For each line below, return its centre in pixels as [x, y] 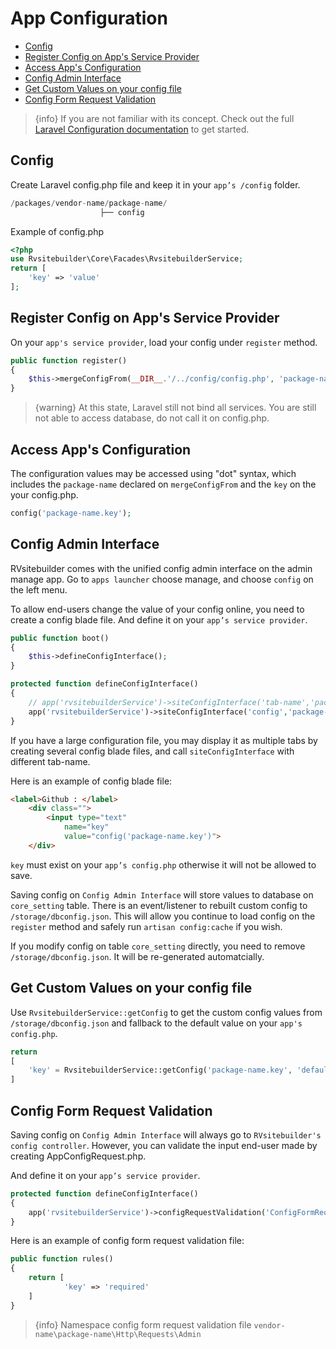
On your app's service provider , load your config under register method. [164, 342]
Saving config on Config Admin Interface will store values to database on [162, 894]
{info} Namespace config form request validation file [143, 1324]
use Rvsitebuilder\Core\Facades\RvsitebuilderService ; [127, 259]
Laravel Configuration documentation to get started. [142, 129]
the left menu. [39, 589]
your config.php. [44, 495]
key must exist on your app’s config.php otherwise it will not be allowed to [163, 864]
